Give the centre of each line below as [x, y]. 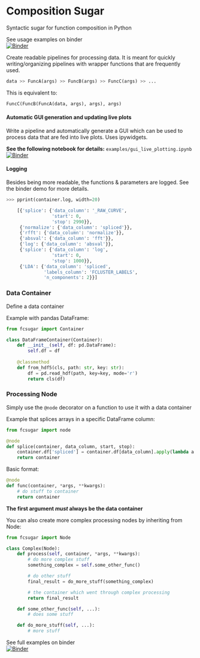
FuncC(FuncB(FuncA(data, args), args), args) [64, 103]
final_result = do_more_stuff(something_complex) [91, 582]
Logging [17, 169]
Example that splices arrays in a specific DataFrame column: [81, 419]
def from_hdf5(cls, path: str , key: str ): [71, 367]
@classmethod [33, 362]
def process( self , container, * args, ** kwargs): [79, 554]
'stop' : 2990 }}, [72, 222]
